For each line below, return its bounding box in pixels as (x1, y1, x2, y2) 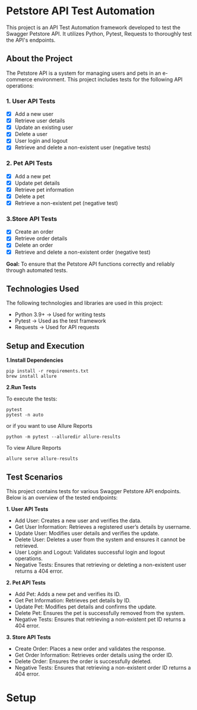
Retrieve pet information (14, 186, 74, 193)
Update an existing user (14, 124, 73, 131)
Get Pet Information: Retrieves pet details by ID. (14, 597, 131, 604)
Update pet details (14, 179, 61, 187)
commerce (6, 75, 33, 83)
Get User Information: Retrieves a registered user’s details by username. (14, 523, 192, 531)
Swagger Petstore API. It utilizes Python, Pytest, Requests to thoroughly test (6, 30, 192, 37)
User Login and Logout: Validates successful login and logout (14, 548, 165, 556)
